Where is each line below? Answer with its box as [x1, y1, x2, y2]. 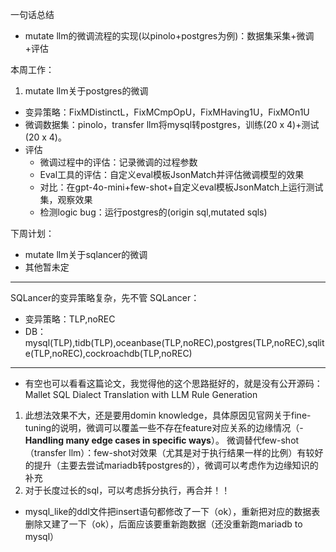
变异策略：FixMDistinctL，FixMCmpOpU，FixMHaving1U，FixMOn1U [24, 106, 310, 118]
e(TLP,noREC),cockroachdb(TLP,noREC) [24, 348, 193, 359]
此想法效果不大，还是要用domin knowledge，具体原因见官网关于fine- [24, 409, 312, 421]
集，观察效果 [39, 194, 93, 205]
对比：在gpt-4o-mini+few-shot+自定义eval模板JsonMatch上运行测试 [39, 181, 324, 193]
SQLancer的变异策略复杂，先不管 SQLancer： [10, 292, 200, 303]
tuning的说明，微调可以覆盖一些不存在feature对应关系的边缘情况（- [24, 422, 304, 433]
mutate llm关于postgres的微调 [24, 85, 149, 97]
